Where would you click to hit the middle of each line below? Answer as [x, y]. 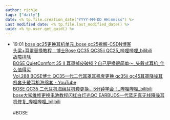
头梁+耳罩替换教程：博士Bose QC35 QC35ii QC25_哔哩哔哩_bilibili [82, 51]
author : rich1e [22, 10]
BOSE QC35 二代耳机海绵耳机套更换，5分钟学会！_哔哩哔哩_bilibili [82, 89]
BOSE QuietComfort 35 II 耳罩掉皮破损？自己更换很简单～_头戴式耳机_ [86, 63]
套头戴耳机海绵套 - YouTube [47, 83]
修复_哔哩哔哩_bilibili [39, 102]
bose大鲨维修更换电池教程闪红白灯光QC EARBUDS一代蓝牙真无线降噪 [86, 95]
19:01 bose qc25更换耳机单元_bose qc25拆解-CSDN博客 [72, 44]
